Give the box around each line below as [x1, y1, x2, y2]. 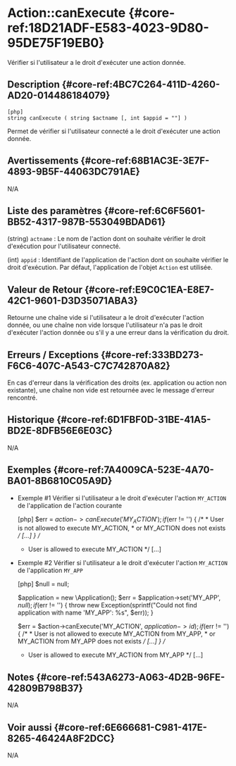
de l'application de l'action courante [17, 501, 122, 509]
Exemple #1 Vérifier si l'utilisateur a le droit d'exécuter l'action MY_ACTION [17, 493, 227, 502]
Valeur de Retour [7, 283, 83, 295]
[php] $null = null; [17, 580, 70, 588]
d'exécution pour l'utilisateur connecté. [7, 242, 121, 251]
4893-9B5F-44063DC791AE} [7, 166, 141, 178]
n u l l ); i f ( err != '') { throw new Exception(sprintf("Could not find [17, 601, 197, 610]
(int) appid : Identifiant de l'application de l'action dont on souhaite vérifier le [7, 256, 229, 264]
